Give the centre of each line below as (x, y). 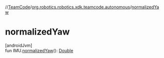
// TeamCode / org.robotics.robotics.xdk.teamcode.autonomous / (69, 7)
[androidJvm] (19, 45)
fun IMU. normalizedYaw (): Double (39, 50)
